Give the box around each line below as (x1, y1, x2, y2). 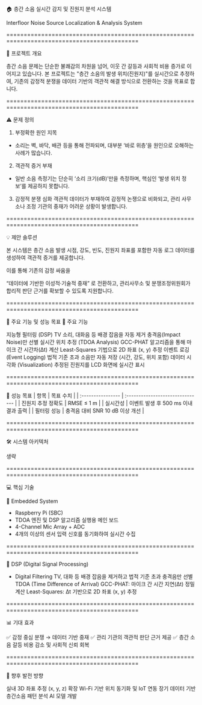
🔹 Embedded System (6, 498, 58, 505)
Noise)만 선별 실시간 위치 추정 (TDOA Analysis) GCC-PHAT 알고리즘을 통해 (6, 338, 186, 346)
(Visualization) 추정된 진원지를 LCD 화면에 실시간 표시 (17, 361, 145, 368)
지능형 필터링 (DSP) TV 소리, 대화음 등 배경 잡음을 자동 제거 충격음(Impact (6, 331, 181, 338)
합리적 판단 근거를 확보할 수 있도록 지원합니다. (6, 287, 114, 294)
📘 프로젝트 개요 (6, 50, 42, 57)
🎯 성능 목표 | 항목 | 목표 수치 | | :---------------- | (6, 392, 124, 399)
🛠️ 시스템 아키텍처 (6, 438, 49, 445)
